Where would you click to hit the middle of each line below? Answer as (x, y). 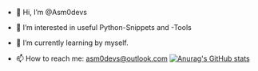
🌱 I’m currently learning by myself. (72, 43)
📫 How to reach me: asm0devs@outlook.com (91, 58)
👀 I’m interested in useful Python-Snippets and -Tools (103, 27)
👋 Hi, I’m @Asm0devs (52, 12)
